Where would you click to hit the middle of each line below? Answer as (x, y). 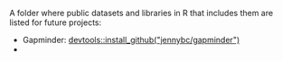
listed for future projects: (56, 22)
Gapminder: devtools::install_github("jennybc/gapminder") (131, 40)
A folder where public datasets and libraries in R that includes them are (141, 13)
